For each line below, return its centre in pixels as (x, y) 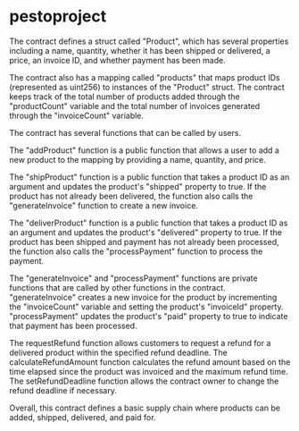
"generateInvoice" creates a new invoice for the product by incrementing (143, 297)
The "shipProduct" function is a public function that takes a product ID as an (149, 177)
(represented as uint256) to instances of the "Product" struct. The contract (147, 87)
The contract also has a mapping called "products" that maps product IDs (145, 77)
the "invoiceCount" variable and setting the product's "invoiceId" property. (146, 307)
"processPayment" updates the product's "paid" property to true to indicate (149, 316)
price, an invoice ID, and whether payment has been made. (117, 60)
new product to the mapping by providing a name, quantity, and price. (137, 159)
